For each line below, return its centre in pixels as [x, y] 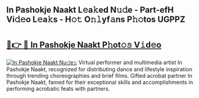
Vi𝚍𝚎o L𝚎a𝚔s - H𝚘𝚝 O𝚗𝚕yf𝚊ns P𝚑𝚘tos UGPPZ [96, 20]
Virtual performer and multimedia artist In [130, 62]
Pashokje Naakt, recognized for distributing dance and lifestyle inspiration [99, 69]
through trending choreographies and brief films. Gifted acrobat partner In [99, 76]
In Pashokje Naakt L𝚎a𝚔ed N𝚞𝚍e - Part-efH [90, 10]
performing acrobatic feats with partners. [58, 89]
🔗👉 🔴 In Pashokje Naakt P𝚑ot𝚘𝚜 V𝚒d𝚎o [84, 45]
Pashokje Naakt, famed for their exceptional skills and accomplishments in [100, 82]
